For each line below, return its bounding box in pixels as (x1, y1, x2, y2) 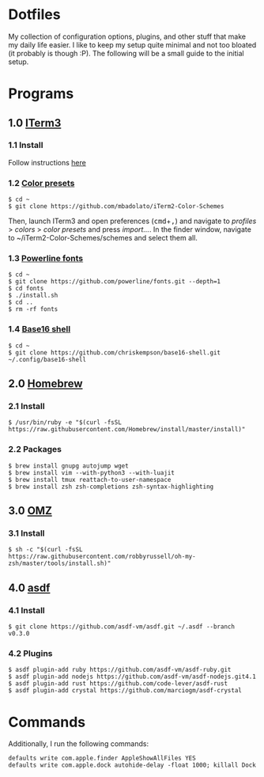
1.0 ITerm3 (8, 116, 62, 130)
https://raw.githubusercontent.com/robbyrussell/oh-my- (8, 552, 196, 561)
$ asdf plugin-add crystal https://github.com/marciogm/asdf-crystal (8, 687, 243, 695)
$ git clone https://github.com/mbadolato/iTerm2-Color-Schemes (8, 203, 224, 210)
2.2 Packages (8, 444, 62, 455)
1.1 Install (8, 140, 43, 151)
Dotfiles (8, 6, 61, 24)
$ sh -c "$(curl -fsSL (8, 546, 83, 554)
